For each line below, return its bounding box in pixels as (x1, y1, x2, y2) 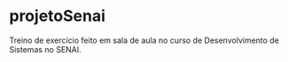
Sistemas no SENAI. (9, 44, 82, 54)
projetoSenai (9, 6, 106, 26)
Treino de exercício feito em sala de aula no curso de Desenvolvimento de (9, 35, 279, 45)
